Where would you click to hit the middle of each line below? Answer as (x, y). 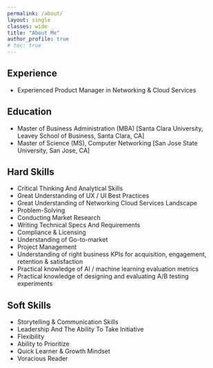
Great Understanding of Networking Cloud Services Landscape (107, 203)
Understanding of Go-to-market (62, 240)
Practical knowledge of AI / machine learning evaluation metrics (108, 269)
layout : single (29, 20)
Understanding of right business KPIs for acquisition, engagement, (112, 254)
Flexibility (31, 337)
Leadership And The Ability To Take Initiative (80, 329)
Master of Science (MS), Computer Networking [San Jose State (107, 143)
